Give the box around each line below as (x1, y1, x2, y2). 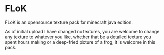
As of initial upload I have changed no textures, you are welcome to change (5, 28, 160, 34)
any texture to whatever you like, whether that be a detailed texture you (5, 34, 152, 40)
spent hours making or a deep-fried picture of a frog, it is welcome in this (5, 39, 156, 45)
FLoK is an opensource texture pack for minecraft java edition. (5, 19, 133, 25)
